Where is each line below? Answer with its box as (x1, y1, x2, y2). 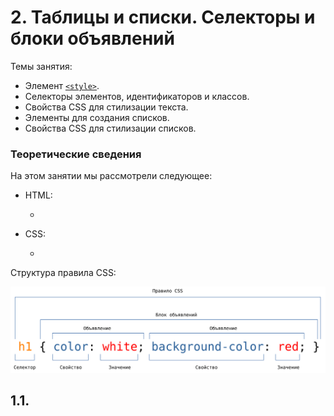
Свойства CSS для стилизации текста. (24, 101, 189, 113)
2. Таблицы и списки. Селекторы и (10, 6, 316, 29)
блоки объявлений (10, 27, 175, 50)
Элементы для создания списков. (24, 111, 170, 123)
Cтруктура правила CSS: (10, 267, 117, 279)
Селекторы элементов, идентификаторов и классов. (24, 90, 250, 102)
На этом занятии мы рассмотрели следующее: (10, 170, 213, 182)
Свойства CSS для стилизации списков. (24, 122, 197, 134)
